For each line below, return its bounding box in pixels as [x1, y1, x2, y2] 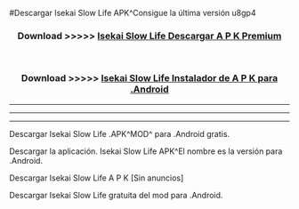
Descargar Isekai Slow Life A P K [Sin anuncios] [9, 173, 184, 183]
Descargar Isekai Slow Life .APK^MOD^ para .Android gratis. [9, 128, 230, 139]
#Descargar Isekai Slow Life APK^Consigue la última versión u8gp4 [9, 8, 256, 18]
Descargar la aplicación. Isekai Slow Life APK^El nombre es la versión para [9, 146, 283, 157]
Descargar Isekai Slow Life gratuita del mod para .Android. [9, 189, 223, 200]
